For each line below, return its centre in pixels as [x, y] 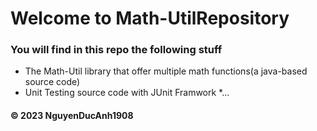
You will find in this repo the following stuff [116, 50]
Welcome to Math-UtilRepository [150, 18]
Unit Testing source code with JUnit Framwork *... [127, 93]
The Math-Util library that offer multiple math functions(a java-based [166, 71]
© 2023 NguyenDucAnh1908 [72, 116]
